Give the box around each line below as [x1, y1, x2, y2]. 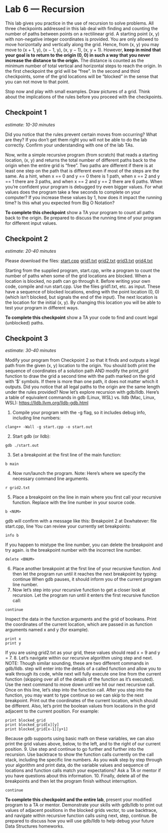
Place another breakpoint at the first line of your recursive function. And [12, 566, 161, 572]
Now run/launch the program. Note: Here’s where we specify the [12, 470, 146, 476]
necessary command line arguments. [12, 475, 89, 482]
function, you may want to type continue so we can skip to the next [5, 692, 144, 698]
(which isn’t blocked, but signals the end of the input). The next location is [5, 294, 158, 300]
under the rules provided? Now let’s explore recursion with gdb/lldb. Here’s [5, 389, 159, 395]
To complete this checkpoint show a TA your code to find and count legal [5, 314, 158, 320]
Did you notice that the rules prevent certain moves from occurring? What [5, 131, 157, 137]
